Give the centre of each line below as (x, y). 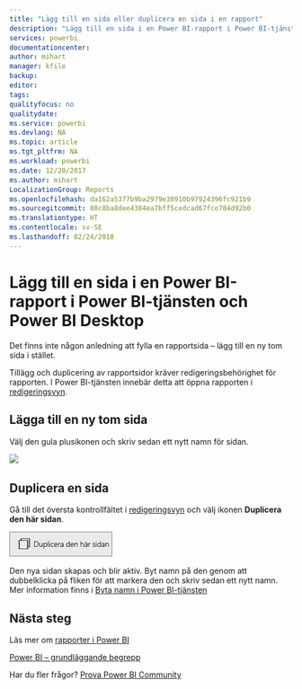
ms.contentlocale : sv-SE (56, 228)
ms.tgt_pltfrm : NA (44, 152)
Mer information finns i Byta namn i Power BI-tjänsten (108, 590)
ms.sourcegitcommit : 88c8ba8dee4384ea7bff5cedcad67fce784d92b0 (130, 208)
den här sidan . (37, 519)
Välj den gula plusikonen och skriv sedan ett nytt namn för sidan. (129, 441)
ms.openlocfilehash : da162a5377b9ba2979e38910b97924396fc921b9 (130, 199)
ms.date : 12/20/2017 (48, 171)
